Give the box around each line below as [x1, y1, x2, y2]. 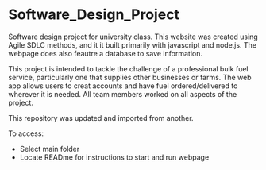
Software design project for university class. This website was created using [8, 32, 258, 41]
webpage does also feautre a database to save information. [8, 48, 202, 58]
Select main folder [19, 144, 80, 153]
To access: [8, 129, 44, 138]
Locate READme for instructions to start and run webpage [19, 153, 210, 162]
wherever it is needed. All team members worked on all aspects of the [8, 89, 237, 99]
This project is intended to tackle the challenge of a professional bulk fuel [8, 64, 249, 73]
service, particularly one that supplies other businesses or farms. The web [8, 72, 252, 82]
